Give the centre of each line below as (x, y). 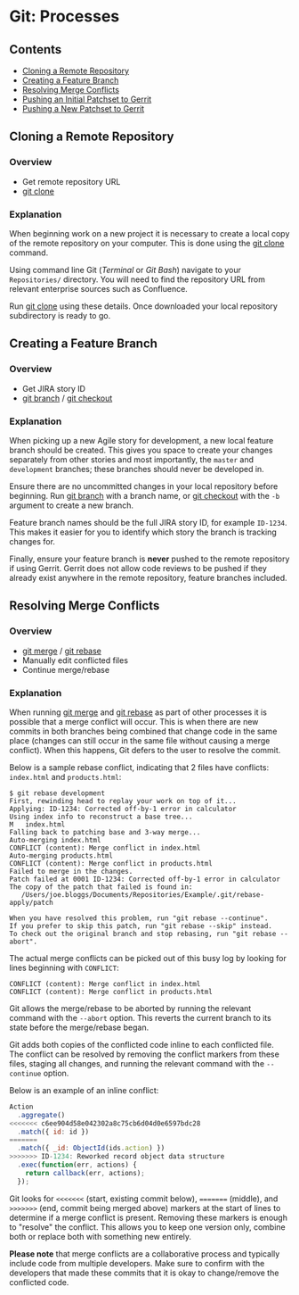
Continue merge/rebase (65, 669)
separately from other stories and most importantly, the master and (132, 459)
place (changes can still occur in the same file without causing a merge (140, 740)
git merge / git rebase (62, 651)
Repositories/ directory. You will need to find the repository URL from (137, 279)
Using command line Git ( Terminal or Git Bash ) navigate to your (125, 270)
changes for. (32, 541)
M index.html (37, 824)
